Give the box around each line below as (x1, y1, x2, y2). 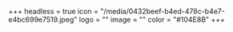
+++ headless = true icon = (8, 7, 98, 16)
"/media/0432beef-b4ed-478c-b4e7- (99, 7, 226, 16)
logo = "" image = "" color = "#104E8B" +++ (78, 15, 226, 24)
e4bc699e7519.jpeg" (8, 15, 78, 24)
